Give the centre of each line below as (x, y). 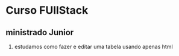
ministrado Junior (40, 32)
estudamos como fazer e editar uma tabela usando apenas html (93, 46)
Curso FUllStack (47, 10)
